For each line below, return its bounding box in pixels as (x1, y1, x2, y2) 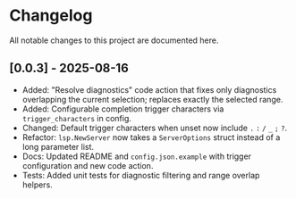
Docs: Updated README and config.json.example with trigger (21, 151, 252, 162)
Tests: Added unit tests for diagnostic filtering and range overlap (21, 170, 260, 180)
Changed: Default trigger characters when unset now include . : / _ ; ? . (21, 122, 288, 133)
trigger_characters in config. (21, 112, 132, 123)
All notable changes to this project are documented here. (9, 35, 219, 46)
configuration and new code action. (21, 160, 154, 170)
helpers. (21, 179, 54, 190)
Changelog (9, 5, 93, 26)
